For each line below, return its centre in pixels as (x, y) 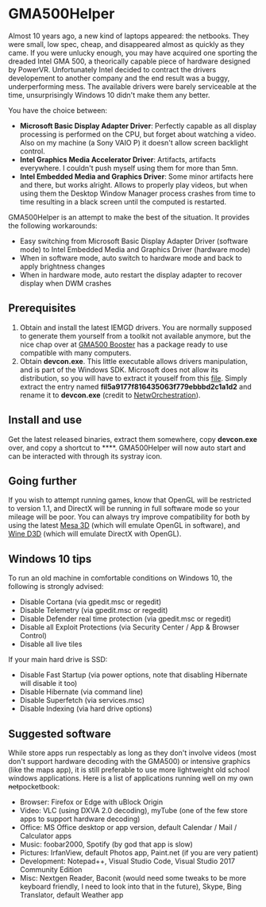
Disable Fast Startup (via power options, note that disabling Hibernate (133, 675)
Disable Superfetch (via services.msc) (82, 700)
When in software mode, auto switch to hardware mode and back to (131, 258)
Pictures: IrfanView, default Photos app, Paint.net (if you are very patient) (139, 853)
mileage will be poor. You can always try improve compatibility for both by (129, 517)
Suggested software (60, 733)
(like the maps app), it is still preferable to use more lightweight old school (129, 769)
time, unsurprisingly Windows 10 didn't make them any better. (109, 95)
